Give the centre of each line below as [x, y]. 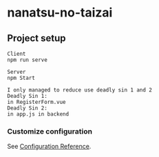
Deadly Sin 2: [28, 108]
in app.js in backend [38, 114]
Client [17, 54]
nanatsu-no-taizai [60, 13]
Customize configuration [50, 131]
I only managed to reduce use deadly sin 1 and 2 [80, 90]
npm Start [21, 78]
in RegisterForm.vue [37, 102]
